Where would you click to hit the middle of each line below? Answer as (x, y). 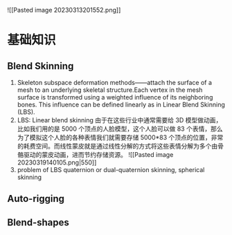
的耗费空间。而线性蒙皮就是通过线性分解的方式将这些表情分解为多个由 (117, 146)
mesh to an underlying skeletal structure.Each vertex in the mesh (110, 90)
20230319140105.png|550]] (57, 162)
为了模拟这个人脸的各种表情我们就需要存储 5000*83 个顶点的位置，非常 (120, 137)
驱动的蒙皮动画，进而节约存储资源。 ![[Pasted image (98, 154)
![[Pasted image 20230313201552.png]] (64, 10)
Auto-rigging (36, 199)
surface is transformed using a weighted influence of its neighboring (115, 97)
